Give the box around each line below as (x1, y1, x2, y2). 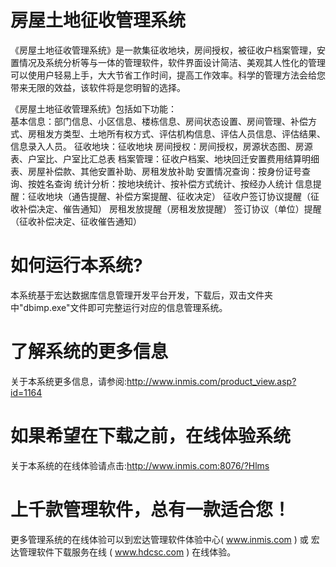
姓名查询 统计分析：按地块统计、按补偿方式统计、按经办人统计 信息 (36, 177, 313, 190)
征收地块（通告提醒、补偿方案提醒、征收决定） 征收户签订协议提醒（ (27, 190, 311, 202)
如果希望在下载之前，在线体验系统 (10, 425, 292, 447)
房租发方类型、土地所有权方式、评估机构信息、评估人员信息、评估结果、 (27, 127, 326, 140)
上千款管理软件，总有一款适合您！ (10, 498, 292, 521)
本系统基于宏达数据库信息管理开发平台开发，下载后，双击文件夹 (10, 289, 273, 301)
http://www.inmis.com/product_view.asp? (126, 375, 297, 387)
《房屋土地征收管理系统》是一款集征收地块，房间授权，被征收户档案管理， (10, 44, 317, 56)
